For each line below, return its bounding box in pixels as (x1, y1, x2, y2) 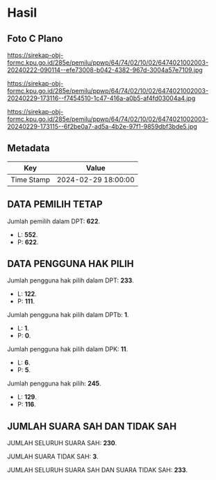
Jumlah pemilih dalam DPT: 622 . (7, 217, 101, 225)
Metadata (7, 143, 50, 154)
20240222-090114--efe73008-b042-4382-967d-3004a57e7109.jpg (7, 66, 203, 74)
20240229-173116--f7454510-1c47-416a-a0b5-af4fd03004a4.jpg (7, 94, 196, 102)
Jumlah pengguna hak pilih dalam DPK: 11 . (7, 345, 128, 353)
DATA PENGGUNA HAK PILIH (7, 258, 134, 270)
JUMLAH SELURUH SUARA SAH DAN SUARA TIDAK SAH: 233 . (7, 466, 188, 474)
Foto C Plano (7, 33, 63, 45)
